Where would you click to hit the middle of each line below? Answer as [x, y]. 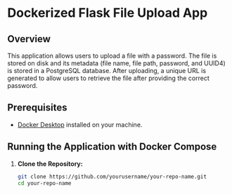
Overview [29, 39]
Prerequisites [37, 108]
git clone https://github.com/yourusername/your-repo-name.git [112, 176]
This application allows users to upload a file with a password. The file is [112, 56]
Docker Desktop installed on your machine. [80, 124]
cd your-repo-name [44, 183]
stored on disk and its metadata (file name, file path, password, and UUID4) [117, 63]
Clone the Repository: [50, 164]
